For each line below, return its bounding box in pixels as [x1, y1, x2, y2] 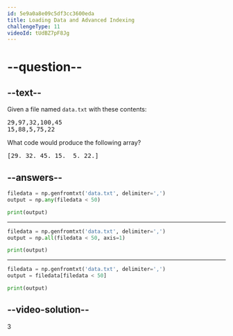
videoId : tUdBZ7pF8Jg [7, 29, 70, 37]
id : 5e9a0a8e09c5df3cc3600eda [7, 10, 95, 17]
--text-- [7, 87, 42, 98]
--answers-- [7, 171, 62, 184]
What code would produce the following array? [7, 139, 141, 147]
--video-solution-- [7, 304, 89, 316]
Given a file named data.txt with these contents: [7, 105, 147, 114]
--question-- [7, 60, 83, 75]
